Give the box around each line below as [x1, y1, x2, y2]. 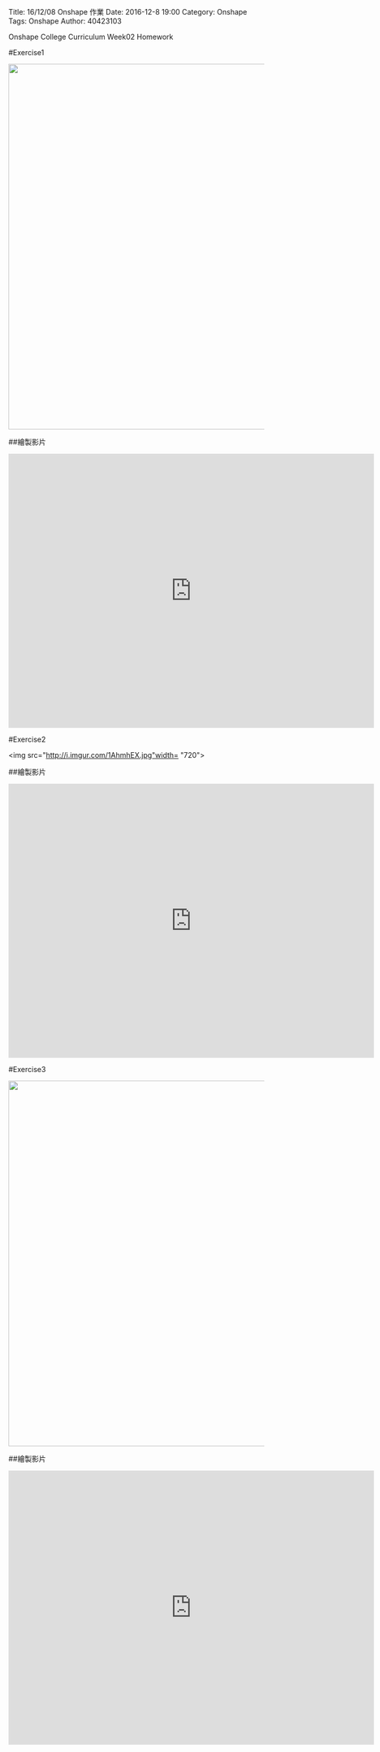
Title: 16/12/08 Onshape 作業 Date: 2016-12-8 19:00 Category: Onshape [8, 7, 248, 16]
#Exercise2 [8, 734, 46, 744]
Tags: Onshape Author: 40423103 [8, 16, 122, 26]
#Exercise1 [8, 48, 45, 57]
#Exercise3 [8, 1065, 46, 1074]
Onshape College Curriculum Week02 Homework [8, 32, 174, 41]
